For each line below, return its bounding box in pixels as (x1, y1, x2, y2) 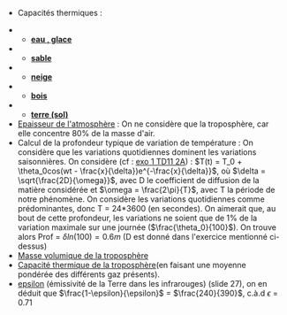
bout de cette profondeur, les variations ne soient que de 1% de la (17, 212, 258, 223)
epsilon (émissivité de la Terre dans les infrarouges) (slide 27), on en (17, 279, 268, 288)
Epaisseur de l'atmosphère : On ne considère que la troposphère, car (17, 119, 269, 129)
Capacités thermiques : (17, 8, 103, 18)
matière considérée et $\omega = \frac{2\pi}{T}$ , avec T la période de (17, 185, 276, 195)
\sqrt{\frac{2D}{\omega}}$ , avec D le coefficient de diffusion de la (17, 175, 260, 185)
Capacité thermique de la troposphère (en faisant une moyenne (17, 260, 247, 270)
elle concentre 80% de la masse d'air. (17, 128, 156, 138)
